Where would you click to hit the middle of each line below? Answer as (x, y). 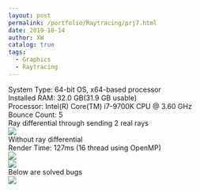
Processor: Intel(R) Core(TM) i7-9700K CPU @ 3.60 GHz (100, 106)
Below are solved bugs (45, 171)
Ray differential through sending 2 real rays (78, 122)
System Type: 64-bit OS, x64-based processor (85, 89)
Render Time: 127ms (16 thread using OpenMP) (85, 148)
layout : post (30, 15)
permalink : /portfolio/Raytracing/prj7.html (83, 23)
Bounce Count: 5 (36, 115)
